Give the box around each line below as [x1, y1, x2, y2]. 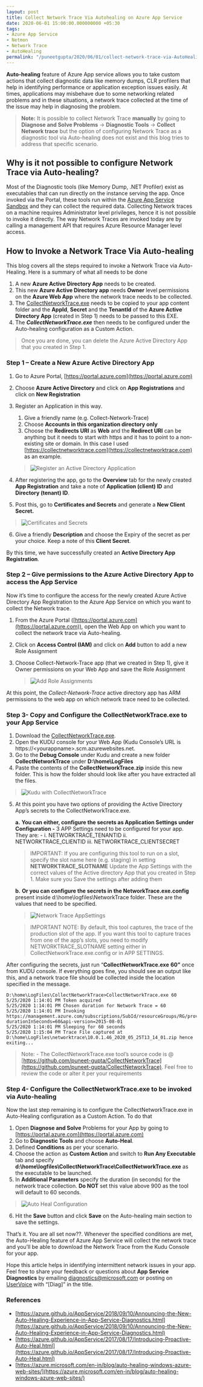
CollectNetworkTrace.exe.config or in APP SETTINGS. [30, 950, 164, 957]
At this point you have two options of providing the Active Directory [14, 800, 182, 808]
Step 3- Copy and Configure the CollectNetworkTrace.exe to [6, 710, 187, 719]
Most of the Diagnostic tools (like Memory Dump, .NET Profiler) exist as [6, 183, 184, 191]
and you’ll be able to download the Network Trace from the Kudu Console [6, 1243, 190, 1251]
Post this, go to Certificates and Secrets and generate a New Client [14, 501, 185, 508]
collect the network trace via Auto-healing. [14, 629, 122, 636]
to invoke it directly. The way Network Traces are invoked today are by [6, 216, 182, 223]
